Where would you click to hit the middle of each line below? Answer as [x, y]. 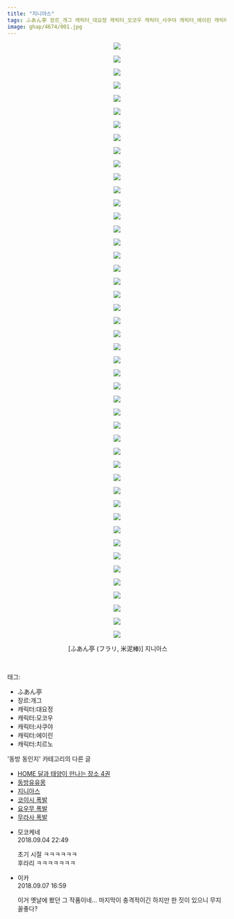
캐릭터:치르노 [35, 744]
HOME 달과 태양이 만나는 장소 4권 [64, 774]
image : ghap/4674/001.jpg [45, 26]
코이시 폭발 [32, 800]
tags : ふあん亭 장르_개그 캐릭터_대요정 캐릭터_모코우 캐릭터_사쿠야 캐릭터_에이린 [109, 20]
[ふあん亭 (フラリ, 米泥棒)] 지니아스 [118, 648]
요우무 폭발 [32, 809]
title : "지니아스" [31, 14]
